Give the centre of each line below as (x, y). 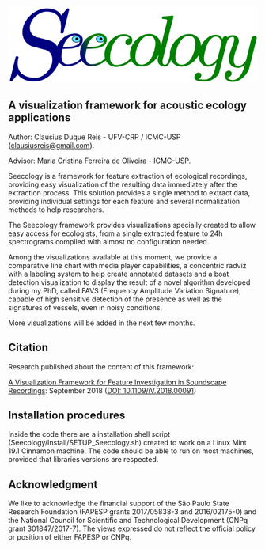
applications (40, 118)
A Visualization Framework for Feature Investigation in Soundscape (117, 382)
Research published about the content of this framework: (101, 366)
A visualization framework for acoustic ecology (128, 106)
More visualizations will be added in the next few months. (102, 323)
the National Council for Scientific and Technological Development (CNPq (128, 521)
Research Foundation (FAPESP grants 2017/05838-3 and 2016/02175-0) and (132, 512)
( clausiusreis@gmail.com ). (51, 145)
